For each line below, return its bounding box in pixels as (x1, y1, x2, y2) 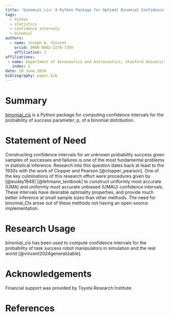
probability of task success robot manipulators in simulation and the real (5, 245, 156, 251)
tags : (5, 12, 17, 17)
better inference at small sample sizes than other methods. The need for (5, 194, 156, 200)
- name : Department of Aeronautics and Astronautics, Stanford (7, 59, 144, 64)
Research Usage (5, 223, 76, 234)
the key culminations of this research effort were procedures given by (5, 173, 151, 179)
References (5, 302, 55, 314)
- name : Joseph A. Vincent (10, 40, 67, 46)
